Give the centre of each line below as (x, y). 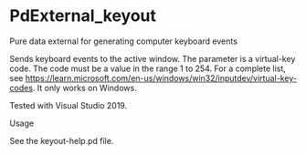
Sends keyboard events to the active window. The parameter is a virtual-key (153, 58)
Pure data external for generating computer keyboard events (123, 41)
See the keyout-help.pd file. (62, 140)
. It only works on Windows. (84, 88)
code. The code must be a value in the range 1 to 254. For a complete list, (148, 68)
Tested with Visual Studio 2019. (69, 105)
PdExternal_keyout (83, 16)
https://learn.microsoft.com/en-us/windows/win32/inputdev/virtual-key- (161, 77)
